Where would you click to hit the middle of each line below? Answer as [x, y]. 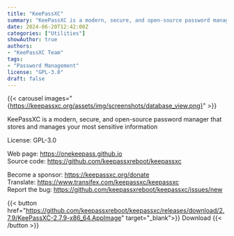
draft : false [26, 79]
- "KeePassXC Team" [36, 53]
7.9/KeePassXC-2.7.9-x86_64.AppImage [64, 218]
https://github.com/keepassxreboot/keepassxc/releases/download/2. [125, 211]
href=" [17, 211]
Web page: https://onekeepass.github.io [65, 154]
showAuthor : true [32, 40]
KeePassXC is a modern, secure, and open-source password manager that [115, 119]
